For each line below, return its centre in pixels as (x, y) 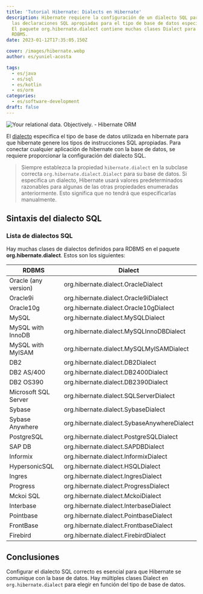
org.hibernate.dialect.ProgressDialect (117, 486)
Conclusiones (33, 557)
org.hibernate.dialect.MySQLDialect (114, 318)
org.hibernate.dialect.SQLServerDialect (119, 396)
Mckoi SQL (25, 496)
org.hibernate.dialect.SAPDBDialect (114, 447)
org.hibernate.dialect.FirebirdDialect (115, 536)
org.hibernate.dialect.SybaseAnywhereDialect (129, 424)
